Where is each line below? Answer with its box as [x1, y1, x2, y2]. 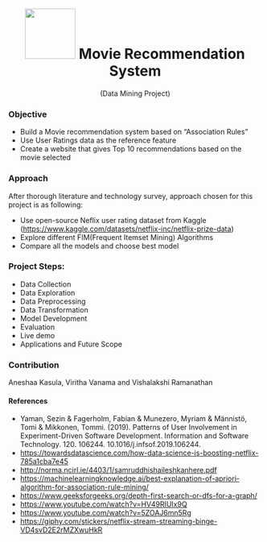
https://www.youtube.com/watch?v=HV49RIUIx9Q [19, 499, 187, 509]
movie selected [19, 153, 71, 163]
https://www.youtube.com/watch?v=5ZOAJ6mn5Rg [19, 508, 191, 518]
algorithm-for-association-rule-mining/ [19, 482, 149, 492]
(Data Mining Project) [100, 89, 170, 98]
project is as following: [8, 200, 83, 209]
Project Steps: [8, 261, 65, 272]
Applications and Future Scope [19, 339, 123, 349]
